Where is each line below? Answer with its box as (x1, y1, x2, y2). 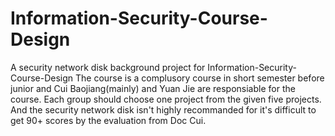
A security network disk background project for (10, 61, 206, 73)
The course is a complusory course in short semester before (75, 72, 325, 84)
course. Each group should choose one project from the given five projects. (10, 93, 322, 105)
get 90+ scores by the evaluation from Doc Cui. (10, 114, 207, 126)
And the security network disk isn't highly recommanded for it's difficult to (10, 103, 317, 116)
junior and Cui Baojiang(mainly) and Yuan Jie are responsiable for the (10, 82, 296, 94)
